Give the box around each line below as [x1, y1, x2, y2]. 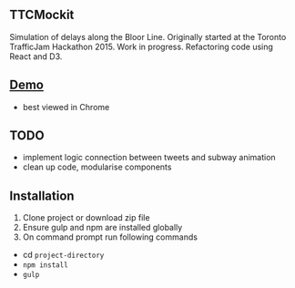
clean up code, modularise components [22, 161, 172, 172]
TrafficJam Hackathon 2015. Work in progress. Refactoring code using [9, 41, 273, 52]
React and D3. [9, 50, 63, 62]
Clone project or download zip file [22, 212, 150, 223]
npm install [22, 261, 68, 270]
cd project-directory [22, 250, 105, 261]
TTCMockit [9, 7, 75, 23]
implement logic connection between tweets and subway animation [22, 152, 276, 163]
